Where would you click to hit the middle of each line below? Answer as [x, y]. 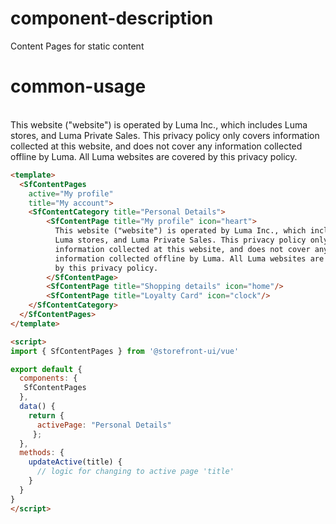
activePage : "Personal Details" [104, 425]
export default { [46, 369]
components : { [48, 378]
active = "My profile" [71, 193]
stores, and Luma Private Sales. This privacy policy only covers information [165, 135]
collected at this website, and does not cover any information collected [156, 146]
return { [46, 415]
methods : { [42, 453]
